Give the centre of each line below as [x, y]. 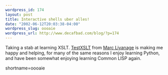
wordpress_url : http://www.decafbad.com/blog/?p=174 [62, 33]
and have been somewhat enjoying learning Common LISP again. [73, 58]
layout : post [19, 15]
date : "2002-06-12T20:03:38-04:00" [43, 24]
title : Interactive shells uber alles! [47, 19]
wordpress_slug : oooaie [30, 29]
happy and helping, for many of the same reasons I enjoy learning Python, [82, 53]
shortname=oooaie [25, 68]
